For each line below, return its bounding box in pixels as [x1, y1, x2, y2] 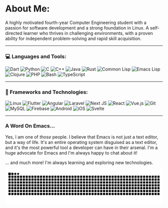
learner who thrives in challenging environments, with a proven [23, 30, 153, 36]
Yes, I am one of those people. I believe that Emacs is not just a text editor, [5, 133, 158, 140]
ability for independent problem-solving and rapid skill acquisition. [5, 35, 141, 41]
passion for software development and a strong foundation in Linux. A [5, 24, 149, 30]
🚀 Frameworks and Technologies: [5, 88, 88, 95]
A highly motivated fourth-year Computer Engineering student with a [5, 19, 146, 25]
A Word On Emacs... [5, 122, 55, 129]
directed [5, 30, 22, 36]
